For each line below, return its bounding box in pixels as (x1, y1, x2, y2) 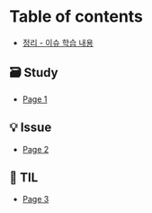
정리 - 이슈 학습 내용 (22, 37, 94, 48)
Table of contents (9, 6, 144, 27)
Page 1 (22, 93, 48, 105)
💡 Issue (9, 120, 52, 135)
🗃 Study (9, 65, 58, 80)
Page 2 (22, 144, 49, 154)
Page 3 (22, 194, 49, 205)
